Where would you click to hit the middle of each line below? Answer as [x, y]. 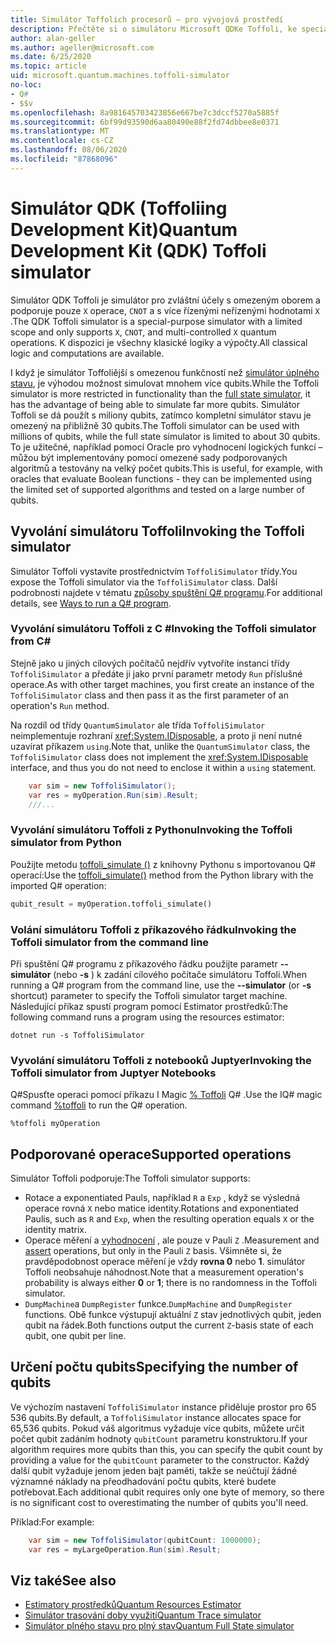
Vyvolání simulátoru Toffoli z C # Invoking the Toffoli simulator [163, 629]
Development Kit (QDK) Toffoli [138, 250]
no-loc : [26, 85]
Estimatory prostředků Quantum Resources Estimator [133, 1605]
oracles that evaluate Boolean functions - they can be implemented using [161, 478]
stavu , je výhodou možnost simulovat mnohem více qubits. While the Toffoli [165, 383]
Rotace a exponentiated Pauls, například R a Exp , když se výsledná [162, 1197]
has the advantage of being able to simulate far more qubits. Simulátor [155, 404]
